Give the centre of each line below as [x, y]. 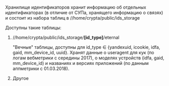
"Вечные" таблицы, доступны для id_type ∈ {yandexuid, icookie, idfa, [86, 47]
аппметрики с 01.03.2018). [41, 68]
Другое [20, 78]
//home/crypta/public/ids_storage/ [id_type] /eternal [66, 37]
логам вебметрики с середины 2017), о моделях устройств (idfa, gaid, [88, 58]
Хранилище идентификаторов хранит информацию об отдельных [76, 7]
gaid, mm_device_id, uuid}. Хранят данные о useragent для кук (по [83, 53]
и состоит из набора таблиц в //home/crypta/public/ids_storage [73, 18]
